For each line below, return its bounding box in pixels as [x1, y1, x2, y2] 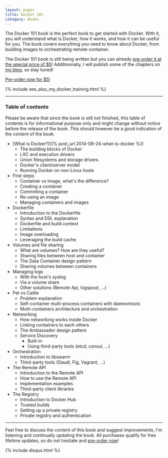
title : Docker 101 [5, 12, 43, 17]
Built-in [27, 338, 42, 344]
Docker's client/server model [19, 162, 80, 168]
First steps [12, 173, 34, 179]
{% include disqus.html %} [5, 447, 60, 453]
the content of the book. [5, 131, 55, 137]
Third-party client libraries [19, 386, 74, 392]
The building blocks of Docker [19, 146, 82, 152]
